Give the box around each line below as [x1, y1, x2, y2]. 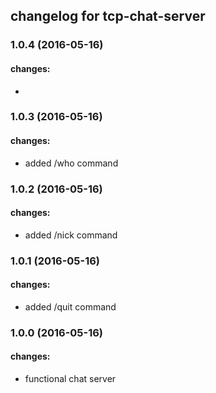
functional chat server [24, 373, 117, 385]
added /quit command [24, 300, 117, 313]
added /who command [24, 157, 119, 169]
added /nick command [24, 229, 118, 241]
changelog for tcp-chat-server [10, 8, 206, 25]
